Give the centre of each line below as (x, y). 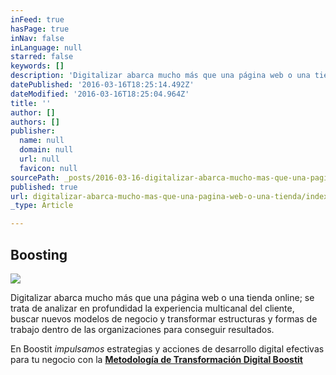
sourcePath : (35, 177)
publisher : (33, 131)
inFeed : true (37, 19)
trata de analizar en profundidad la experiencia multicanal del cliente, (152, 308)
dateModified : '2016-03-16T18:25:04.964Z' (100, 94)
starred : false (42, 57)
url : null (39, 159)
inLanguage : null (46, 47)
